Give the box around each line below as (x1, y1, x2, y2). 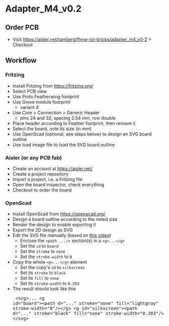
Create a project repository (12, 171, 69, 177)
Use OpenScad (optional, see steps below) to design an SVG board (12, 131, 152, 137)
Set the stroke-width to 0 (20, 254, 72, 260)
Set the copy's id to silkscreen (20, 265, 85, 271)
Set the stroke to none (20, 249, 65, 255)
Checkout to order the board (12, 187, 72, 193)
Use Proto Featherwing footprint (12, 94, 79, 100)
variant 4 (20, 104, 39, 110)
